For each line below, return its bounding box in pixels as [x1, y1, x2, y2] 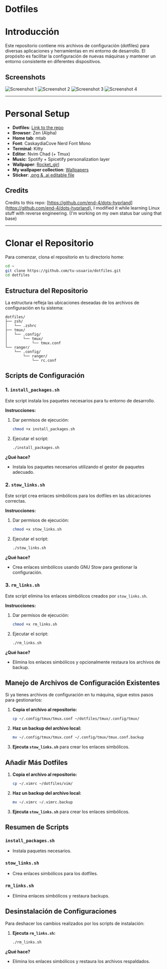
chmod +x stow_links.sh [12, 526, 62, 532]
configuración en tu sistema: [5, 305, 64, 311]
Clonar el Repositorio [5, 237, 94, 249]
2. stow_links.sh [5, 481, 45, 488]
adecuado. [12, 469, 35, 475]
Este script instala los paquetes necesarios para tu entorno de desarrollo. [5, 397, 155, 403]
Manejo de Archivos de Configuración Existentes [5, 678, 160, 687]
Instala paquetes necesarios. [12, 848, 72, 854]
